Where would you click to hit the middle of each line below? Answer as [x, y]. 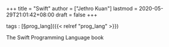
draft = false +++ [76, 15]
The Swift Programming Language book [55, 37]
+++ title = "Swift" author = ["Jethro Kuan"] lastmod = [72, 9]
